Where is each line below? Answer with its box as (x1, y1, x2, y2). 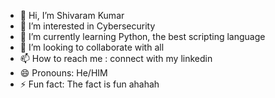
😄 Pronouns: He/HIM (19, 67, 108, 79)
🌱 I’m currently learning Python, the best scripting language (19, 31, 266, 42)
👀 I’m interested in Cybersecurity (19, 20, 156, 32)
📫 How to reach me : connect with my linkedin (19, 53, 213, 64)
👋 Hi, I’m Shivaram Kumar (19, 10, 125, 21)
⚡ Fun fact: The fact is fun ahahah (19, 78, 160, 90)
